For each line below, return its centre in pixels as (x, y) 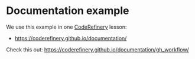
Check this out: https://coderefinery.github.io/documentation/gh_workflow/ (97, 49)
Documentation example (68, 11)
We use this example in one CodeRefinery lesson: (66, 27)
